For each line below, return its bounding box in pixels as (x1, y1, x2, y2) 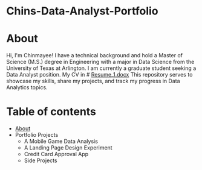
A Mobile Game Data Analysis (24, 137, 99, 145)
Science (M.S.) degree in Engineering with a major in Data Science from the (6, 58, 195, 66)
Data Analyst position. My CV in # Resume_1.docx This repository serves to (6, 71, 193, 78)
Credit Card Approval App (24, 151, 89, 158)
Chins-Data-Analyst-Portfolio (6, 4, 158, 18)
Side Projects (24, 157, 57, 164)
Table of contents (6, 105, 97, 119)
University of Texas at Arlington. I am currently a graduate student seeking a (6, 65, 197, 72)
